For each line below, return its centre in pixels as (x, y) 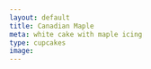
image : (22, 51)
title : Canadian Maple (52, 26)
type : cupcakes (38, 43)
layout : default (40, 17)
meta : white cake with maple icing (76, 34)
